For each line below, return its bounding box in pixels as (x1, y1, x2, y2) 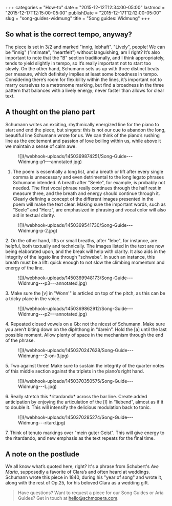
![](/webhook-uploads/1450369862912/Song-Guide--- (18, 305, 134, 312)
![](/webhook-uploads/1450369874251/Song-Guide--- (18, 153, 133, 159)
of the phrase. (5, 337, 35, 343)
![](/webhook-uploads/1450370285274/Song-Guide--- (18, 414, 134, 420)
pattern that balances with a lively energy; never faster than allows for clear (5, 87, 165, 93)
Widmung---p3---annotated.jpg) (18, 280, 88, 286)
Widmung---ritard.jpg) (18, 419, 66, 425)
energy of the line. (5, 264, 44, 271)
